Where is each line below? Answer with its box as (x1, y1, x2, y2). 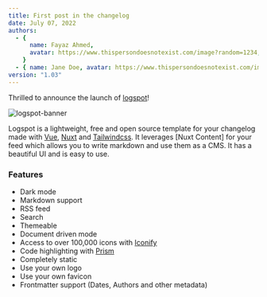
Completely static (19, 254, 78, 264)
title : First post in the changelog (8, 11, 130, 20)
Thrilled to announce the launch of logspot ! (8, 92, 149, 102)
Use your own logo (19, 263, 82, 272)
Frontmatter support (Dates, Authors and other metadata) (19, 279, 208, 289)
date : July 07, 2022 (8, 19, 77, 27)
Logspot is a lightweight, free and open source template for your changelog (8, 123, 256, 133)
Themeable (19, 221, 57, 230)
